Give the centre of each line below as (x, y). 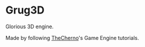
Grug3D (25, 10)
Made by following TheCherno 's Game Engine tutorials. (72, 38)
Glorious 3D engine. (30, 26)
